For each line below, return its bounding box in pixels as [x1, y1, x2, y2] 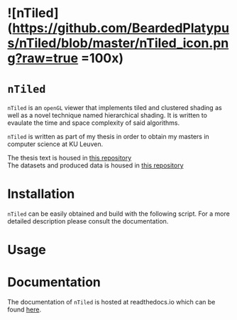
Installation [7, 186, 75, 202]
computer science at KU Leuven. [7, 140, 104, 148]
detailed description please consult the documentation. [7, 217, 169, 226]
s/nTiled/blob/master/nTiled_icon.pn [7, 35, 229, 51]
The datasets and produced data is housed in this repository [7, 161, 184, 170]
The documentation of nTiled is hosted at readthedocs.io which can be [7, 298, 216, 307]
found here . [7, 305, 41, 314]
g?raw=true [7, 50, 79, 67]
